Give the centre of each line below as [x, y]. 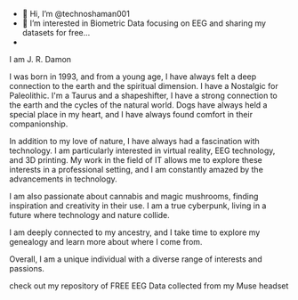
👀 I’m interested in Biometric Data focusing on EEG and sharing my [144, 23]
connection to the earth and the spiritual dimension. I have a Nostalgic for [144, 86]
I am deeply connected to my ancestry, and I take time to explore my [135, 232]
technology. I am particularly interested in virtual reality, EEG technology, [142, 150]
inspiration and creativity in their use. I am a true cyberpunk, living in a [138, 206]
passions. [27, 268]
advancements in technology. [63, 179]
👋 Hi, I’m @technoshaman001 [76, 14]
